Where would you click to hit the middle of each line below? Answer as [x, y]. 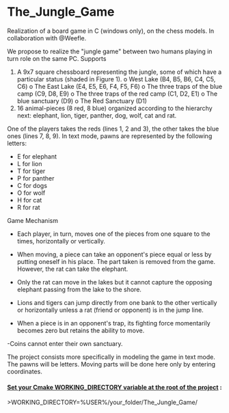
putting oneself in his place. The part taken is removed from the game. [116, 261]
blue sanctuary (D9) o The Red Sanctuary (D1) [82, 101]
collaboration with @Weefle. [47, 38]
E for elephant [37, 156]
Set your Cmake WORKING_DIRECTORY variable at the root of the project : [114, 387]
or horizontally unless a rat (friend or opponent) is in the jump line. [110, 310]
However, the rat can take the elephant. [72, 269]
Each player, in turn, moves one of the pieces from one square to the [113, 234]
